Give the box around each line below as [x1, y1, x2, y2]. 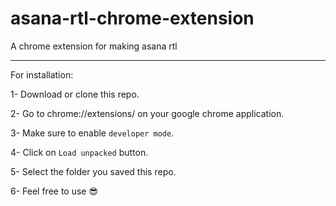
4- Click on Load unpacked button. [10, 146, 149, 158]
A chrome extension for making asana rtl [10, 40, 178, 52]
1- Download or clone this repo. [10, 88, 140, 100]
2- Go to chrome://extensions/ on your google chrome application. [10, 107, 285, 119]
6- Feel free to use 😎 [10, 185, 99, 197]
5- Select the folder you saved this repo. [10, 165, 177, 177]
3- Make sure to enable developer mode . [10, 127, 175, 139]
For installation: [10, 68, 74, 81]
